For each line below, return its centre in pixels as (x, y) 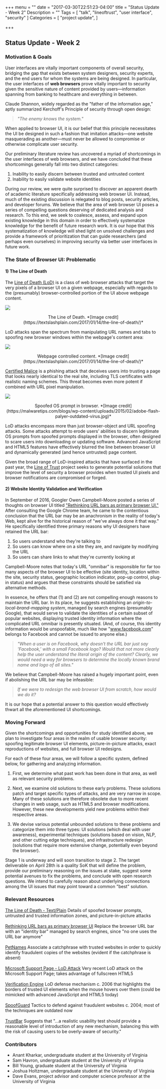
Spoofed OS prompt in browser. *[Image (76, 406)
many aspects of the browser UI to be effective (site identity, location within (82, 572)
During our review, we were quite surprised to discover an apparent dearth (81, 188)
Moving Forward (25, 722)
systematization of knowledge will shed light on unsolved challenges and (80, 231)
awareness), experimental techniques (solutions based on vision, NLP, (84, 835)
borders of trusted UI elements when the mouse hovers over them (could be (83, 989)
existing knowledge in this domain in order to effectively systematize (75, 220)
